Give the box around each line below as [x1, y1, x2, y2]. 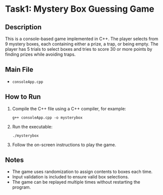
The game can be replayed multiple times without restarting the [12, 179, 140, 185]
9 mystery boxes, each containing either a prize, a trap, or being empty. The [5, 41, 159, 47]
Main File [5, 65, 33, 74]
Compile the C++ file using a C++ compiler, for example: [12, 106, 126, 111]
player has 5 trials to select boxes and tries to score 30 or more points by [5, 46, 153, 52]
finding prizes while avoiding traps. [5, 51, 76, 57]
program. [12, 184, 31, 190]
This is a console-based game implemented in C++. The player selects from [5, 36, 159, 42]
